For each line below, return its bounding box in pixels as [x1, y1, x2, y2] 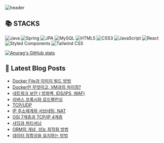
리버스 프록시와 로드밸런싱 [12, 96, 63, 102]
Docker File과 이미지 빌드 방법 [12, 78, 72, 84]
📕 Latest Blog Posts [5, 64, 66, 72]
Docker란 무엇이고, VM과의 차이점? [12, 84, 82, 90]
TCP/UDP [12, 102, 32, 108]
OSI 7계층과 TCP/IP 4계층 [12, 114, 63, 120]
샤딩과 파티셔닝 [12, 120, 42, 126]
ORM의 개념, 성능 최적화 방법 [12, 126, 69, 132]
